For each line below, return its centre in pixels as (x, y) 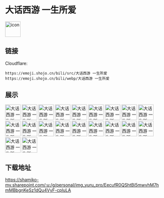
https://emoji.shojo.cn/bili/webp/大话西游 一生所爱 (57, 79)
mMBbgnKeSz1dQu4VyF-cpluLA (38, 190)
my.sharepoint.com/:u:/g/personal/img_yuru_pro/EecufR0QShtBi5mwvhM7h (82, 185)
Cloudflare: (16, 63)
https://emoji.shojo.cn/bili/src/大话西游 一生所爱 (56, 73)
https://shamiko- (22, 180)
